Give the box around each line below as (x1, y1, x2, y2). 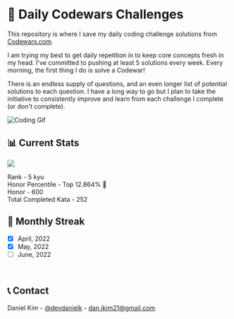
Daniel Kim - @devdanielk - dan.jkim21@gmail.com (7, 303, 156, 312)
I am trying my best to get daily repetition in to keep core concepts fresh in (7, 51, 224, 59)
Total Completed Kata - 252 (7, 195, 88, 203)
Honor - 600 (7, 187, 44, 196)
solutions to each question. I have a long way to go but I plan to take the (7, 87, 216, 95)
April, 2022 (17, 234, 51, 243)
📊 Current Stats (7, 137, 80, 149)
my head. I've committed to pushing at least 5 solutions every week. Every (7, 58, 223, 66)
